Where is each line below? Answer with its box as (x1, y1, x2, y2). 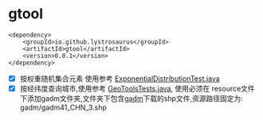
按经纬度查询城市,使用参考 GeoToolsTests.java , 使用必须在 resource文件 (19, 84, 255, 93)
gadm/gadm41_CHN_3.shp (19, 103, 108, 112)
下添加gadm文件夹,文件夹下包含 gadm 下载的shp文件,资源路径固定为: (19, 94, 243, 103)
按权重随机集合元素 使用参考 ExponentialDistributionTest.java (19, 73, 221, 83)
